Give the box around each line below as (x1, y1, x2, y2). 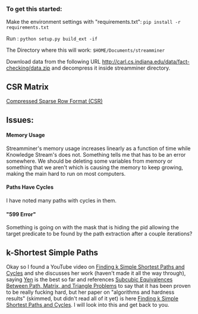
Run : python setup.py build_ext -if (6, 35, 98, 42)
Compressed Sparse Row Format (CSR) (6, 98, 103, 105)
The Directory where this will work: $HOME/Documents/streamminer (6, 46, 165, 54)
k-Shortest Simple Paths (6, 247, 99, 257)
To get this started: (6, 5, 62, 13)
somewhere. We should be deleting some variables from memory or (6, 157, 172, 164)
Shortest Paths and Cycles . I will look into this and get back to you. (6, 301, 169, 308)
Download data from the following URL (6, 58, 101, 66)
